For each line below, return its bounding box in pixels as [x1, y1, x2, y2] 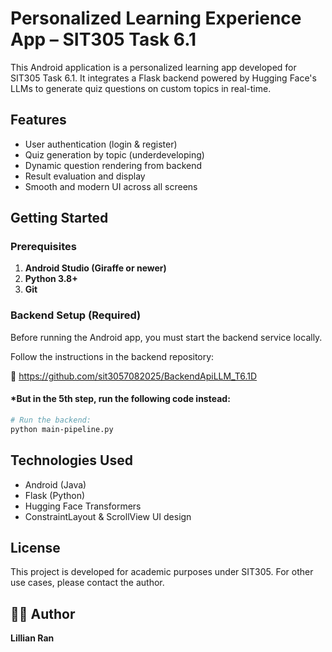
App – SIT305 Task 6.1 [10, 28, 197, 51]
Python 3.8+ [24, 273, 78, 285]
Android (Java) [24, 478, 87, 491]
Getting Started [10, 210, 109, 227]
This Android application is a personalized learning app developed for [10, 61, 297, 73]
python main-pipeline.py [10, 424, 114, 434]
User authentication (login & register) [24, 138, 178, 150]
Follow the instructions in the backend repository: [10, 350, 215, 362]
